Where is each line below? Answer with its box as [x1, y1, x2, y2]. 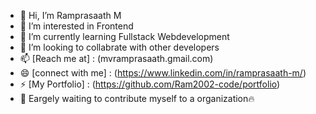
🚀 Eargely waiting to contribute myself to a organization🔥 [19, 93, 255, 104]
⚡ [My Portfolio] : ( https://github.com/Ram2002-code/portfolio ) [19, 78, 281, 90]
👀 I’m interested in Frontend [19, 20, 134, 32]
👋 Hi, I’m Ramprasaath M [19, 10, 122, 21]
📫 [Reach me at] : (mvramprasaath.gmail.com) [19, 53, 214, 64]
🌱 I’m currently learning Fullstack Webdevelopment [19, 31, 230, 42]
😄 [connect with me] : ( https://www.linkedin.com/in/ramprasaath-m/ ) [19, 67, 307, 79]
